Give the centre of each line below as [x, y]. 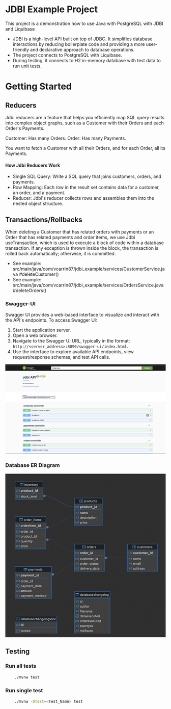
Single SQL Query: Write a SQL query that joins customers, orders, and [87, 176]
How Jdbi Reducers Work [33, 165]
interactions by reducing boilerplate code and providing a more [79, 44]
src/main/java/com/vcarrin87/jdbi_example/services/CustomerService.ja [89, 269]
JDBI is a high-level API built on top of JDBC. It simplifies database [82, 39]
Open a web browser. [35, 335]
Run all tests [21, 666]
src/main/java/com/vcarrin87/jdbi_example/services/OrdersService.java [88, 285]
